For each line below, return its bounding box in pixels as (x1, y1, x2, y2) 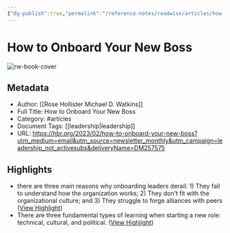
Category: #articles (16, 114, 72, 123)
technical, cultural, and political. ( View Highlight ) (16, 219, 154, 227)
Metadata (7, 82, 49, 93)
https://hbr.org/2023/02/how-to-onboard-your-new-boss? (32, 130, 198, 138)
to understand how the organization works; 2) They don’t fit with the (16, 189, 210, 197)
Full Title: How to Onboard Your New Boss (16, 108, 136, 116)
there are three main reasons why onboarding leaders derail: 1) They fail (16, 182, 220, 191)
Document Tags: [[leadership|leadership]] (16, 122, 136, 130)
